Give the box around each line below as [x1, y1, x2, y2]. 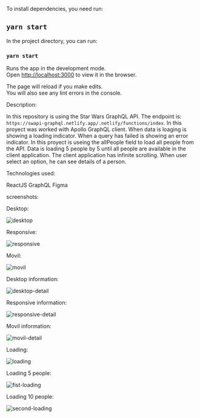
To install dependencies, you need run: [6, 5, 104, 12]
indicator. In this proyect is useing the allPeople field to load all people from [6, 139, 194, 146]
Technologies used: [6, 170, 56, 177]
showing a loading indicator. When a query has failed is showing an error [6, 132, 188, 140]
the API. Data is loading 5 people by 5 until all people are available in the [6, 145, 187, 152]
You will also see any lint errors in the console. [6, 89, 122, 96]
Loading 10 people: [6, 393, 54, 400]
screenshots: [6, 194, 39, 201]
